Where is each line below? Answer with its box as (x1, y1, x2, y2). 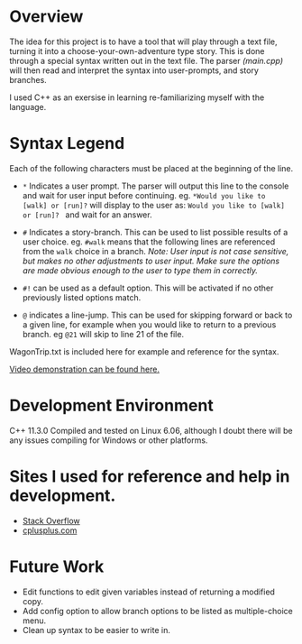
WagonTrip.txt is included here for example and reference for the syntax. (9, 345, 279, 357)
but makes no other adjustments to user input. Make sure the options (22, 255, 280, 266)
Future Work (9, 557, 105, 576)
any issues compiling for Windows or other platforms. (9, 435, 208, 446)
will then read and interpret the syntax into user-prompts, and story (9, 65, 260, 76)
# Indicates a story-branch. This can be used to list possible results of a (22, 226, 288, 237)
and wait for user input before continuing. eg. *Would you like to (22, 189, 266, 200)
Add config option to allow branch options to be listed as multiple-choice (22, 605, 293, 616)
